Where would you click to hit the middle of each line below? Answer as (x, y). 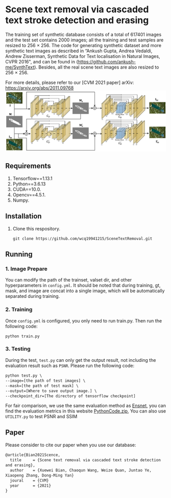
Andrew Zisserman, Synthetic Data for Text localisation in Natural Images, (83, 56)
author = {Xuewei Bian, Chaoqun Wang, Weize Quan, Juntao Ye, (81, 470)
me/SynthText (20, 67)
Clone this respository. (36, 228)
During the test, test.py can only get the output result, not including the (81, 360)
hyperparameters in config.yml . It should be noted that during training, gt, (83, 286)
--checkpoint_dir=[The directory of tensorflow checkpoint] (71, 396)
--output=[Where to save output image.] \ (51, 391)
